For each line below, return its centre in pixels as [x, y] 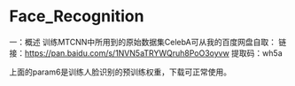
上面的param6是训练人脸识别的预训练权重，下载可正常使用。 [120, 72]
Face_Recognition [77, 16]
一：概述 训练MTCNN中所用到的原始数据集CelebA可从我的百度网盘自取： [143, 42]
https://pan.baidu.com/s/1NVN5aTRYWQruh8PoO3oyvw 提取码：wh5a [154, 53]
